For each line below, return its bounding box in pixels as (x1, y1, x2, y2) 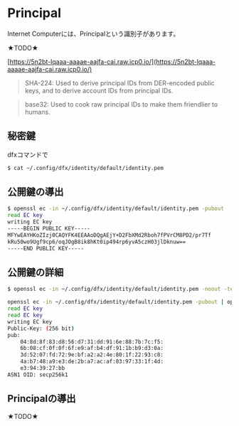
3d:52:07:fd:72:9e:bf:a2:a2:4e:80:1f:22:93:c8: (20, 351, 164, 358)
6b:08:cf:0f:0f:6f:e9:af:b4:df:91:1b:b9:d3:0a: (20, 345, 164, 352)
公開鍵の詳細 (7, 266, 64, 278)
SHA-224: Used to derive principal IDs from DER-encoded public (24, 78, 215, 87)
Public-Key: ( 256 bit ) (7, 325, 75, 332)
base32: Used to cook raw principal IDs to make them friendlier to (24, 100, 218, 108)
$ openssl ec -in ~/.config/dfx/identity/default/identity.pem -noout (7, 286, 221, 293)
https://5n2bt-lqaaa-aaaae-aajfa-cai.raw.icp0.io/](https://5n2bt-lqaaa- (9, 57, 216, 65)
